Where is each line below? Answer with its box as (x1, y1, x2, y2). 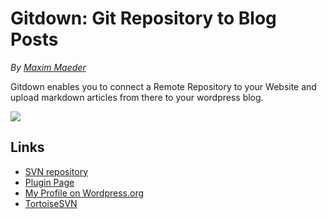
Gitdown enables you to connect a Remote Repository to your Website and (10, 80, 317, 92)
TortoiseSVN (24, 197, 78, 209)
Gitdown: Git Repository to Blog (10, 7, 277, 30)
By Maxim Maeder (10, 61, 87, 73)
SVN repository (24, 165, 89, 177)
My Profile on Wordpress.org (24, 187, 145, 199)
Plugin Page (24, 176, 75, 188)
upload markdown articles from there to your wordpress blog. (10, 91, 264, 103)
